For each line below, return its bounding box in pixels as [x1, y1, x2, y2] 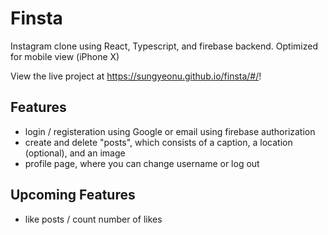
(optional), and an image [24, 147, 126, 159]
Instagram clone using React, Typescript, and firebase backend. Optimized [10, 40, 318, 52]
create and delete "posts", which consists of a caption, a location [24, 136, 293, 148]
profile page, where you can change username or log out [24, 157, 260, 169]
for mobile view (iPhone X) [10, 50, 120, 62]
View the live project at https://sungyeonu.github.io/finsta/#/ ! [10, 70, 262, 82]
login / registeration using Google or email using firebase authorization [24, 125, 316, 137]
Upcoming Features [10, 187, 136, 204]
